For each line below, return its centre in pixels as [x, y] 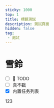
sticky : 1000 [19, 10]
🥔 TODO [21, 78]
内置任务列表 [25, 91]
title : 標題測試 [20, 19]
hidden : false [20, 29]
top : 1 [12, 15]
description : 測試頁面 [27, 24]
